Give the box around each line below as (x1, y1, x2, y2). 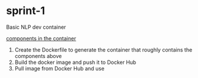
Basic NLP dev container (6, 23, 66, 30)
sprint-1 (6, 4, 46, 18)
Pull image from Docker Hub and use (14, 65, 105, 72)
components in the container (6, 35, 76, 42)
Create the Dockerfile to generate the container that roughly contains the (14, 46, 193, 53)
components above (14, 52, 62, 59)
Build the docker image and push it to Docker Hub (14, 59, 137, 66)
